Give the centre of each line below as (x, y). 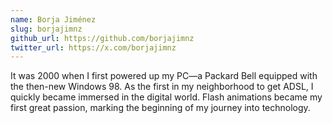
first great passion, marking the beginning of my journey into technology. (160, 108)
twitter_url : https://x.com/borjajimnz (93, 47)
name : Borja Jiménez (53, 19)
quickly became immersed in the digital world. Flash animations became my (166, 97)
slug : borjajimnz (46, 29)
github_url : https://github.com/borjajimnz (102, 38)
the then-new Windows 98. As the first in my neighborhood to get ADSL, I (162, 87)
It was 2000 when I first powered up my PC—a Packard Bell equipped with (164, 76)
